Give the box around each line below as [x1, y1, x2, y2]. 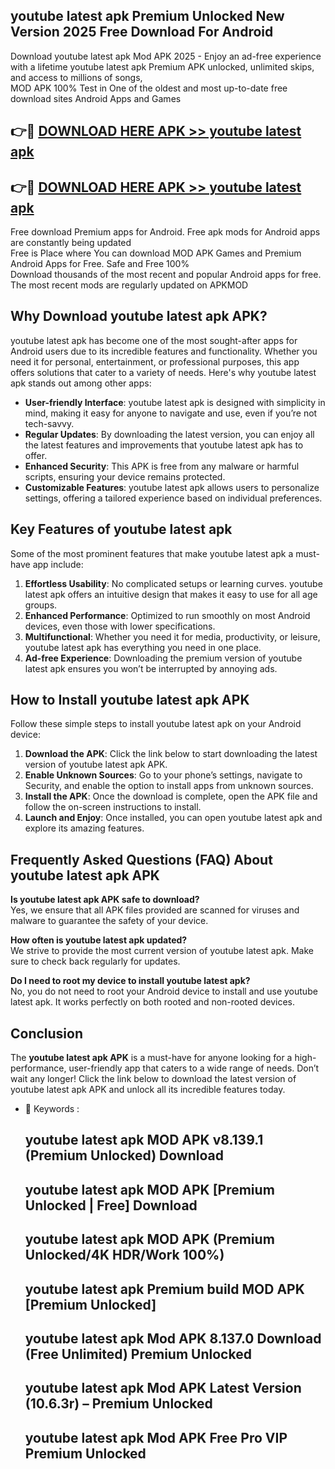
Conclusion [10, 1025, 84, 1042]
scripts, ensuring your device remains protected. [24, 470, 226, 483]
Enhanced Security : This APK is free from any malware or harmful [24, 460, 300, 472]
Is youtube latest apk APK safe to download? [10, 894, 200, 906]
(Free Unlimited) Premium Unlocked [24, 1346, 252, 1363]
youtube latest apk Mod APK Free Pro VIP [24, 1429, 288, 1446]
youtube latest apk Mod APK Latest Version [24, 1380, 302, 1397]
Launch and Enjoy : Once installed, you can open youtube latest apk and [24, 812, 323, 824]
